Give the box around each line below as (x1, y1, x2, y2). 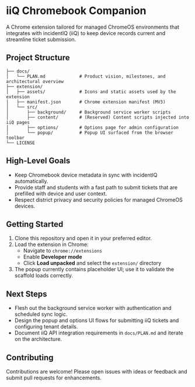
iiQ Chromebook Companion (6, 4, 147, 18)
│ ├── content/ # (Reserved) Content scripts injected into (6, 114, 190, 120)
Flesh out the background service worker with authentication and (14, 305, 172, 312)
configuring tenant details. (14, 323, 78, 330)
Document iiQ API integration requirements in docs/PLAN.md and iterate (14, 329, 184, 337)
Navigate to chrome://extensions (23, 247, 102, 254)
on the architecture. (14, 336, 62, 343)
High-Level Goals (6, 156, 71, 166)
